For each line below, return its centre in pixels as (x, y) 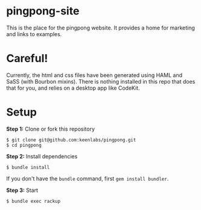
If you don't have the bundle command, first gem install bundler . (88, 178)
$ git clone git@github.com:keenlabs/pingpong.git (71, 140)
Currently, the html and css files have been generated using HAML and (94, 75)
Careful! (27, 59)
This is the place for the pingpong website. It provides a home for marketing (101, 28)
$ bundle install (28, 167)
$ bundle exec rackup (33, 201)
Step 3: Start (22, 190)
